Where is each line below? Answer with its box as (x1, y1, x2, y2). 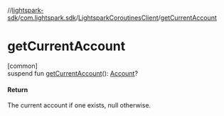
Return (7, 85, 28, 94)
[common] (7, 62, 38, 70)
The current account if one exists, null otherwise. (7, 101, 151, 110)
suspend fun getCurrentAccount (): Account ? (7, 69, 139, 77)
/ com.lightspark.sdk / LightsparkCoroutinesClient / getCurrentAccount (17, 13, 217, 22)
